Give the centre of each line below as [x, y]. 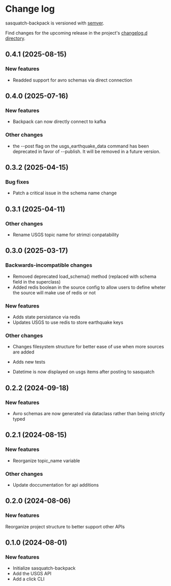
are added [23, 352]
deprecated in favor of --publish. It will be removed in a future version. [86, 151]
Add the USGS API [32, 574]
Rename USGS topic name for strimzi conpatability [66, 235]
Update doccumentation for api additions [56, 485]
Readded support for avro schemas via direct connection [72, 80]
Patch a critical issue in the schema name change [65, 193]
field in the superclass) [37, 282]
